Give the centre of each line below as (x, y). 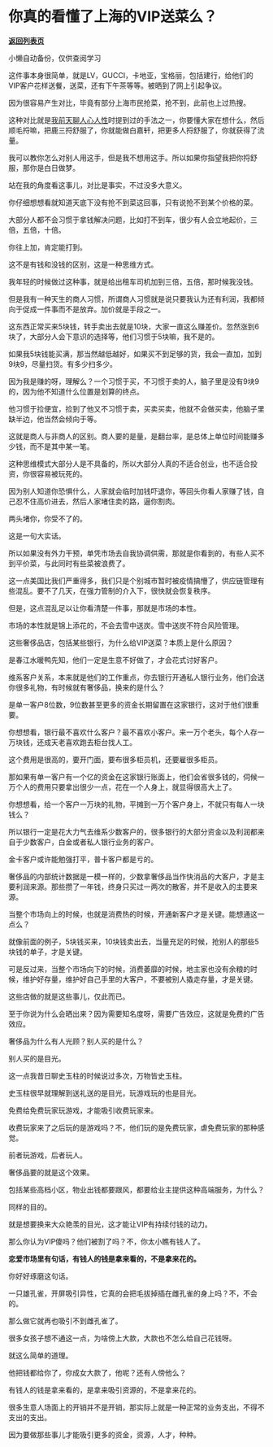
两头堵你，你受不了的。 (48, 518)
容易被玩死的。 (61, 473)
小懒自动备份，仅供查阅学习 (55, 58)
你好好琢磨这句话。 (41, 1276)
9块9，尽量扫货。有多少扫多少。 (63, 364)
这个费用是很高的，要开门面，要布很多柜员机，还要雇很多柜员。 (115, 759)
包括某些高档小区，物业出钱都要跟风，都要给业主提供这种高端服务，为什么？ (136, 1189)
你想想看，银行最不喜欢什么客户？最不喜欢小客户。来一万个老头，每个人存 (133, 732)
